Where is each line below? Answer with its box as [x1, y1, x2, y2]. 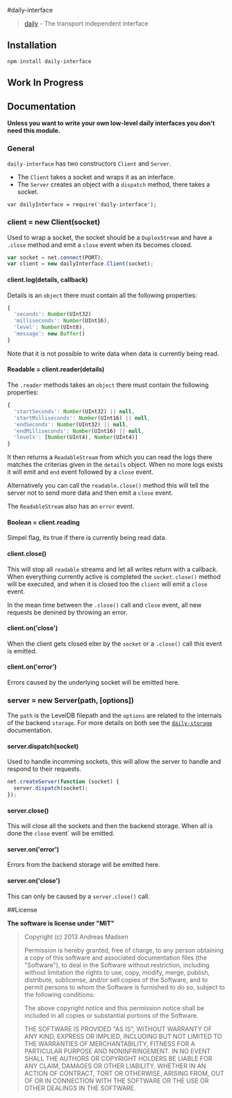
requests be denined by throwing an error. [7, 608, 128, 616]
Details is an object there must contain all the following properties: [7, 291, 197, 299]
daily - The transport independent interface [24, 19, 149, 27]
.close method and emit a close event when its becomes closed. [7, 240, 193, 249]
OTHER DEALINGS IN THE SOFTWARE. [24, 1083, 136, 1092]
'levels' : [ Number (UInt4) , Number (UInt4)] [13, 434, 138, 441]
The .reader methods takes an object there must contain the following [7, 381, 209, 389]
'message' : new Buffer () [13, 331, 85, 337]
